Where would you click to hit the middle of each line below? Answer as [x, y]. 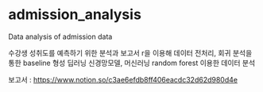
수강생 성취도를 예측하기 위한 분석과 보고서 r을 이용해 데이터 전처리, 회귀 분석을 [130, 52]
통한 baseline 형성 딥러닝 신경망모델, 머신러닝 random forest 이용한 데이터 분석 [132, 63]
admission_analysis [75, 15]
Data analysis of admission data [60, 36]
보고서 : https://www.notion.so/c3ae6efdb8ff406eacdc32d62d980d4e [123, 79]
